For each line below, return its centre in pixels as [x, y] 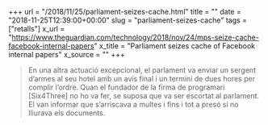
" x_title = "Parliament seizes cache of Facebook [175, 46]
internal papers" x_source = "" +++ [67, 54]
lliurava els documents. [67, 113]
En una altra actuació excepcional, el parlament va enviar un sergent [142, 70]
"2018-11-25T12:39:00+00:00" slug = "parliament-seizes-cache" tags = [128, 20]
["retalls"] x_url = [37, 29]
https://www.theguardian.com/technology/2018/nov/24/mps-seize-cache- [136, 37]
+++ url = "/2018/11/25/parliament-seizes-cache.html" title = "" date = [125, 12]
